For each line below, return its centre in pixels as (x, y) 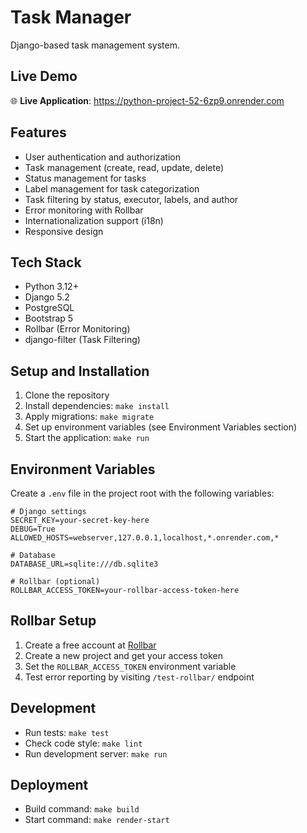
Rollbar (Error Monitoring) (77, 329)
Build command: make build (82, 809)
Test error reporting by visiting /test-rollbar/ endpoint (139, 677)
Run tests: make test (67, 732)
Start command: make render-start (97, 820)
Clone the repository (67, 395)
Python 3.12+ (51, 287)
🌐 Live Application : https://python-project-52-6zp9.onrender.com (147, 100)
